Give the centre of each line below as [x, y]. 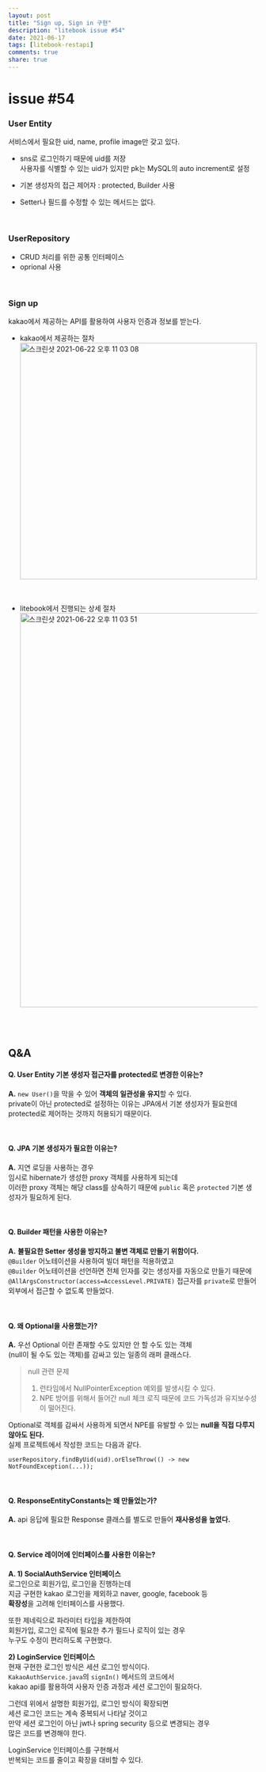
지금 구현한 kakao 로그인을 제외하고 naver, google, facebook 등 [108, 1593]
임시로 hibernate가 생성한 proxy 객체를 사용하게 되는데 [93, 1177]
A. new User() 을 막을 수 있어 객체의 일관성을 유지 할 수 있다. [100, 1093]
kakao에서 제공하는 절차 [57, 338]
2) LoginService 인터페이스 [52, 1656]
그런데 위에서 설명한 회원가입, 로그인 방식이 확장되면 [88, 1703]
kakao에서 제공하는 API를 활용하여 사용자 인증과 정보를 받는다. [105, 321]
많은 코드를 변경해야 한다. [47, 1733]
